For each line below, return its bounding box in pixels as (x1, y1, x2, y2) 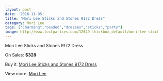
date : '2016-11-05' (5, 12, 45, 16)
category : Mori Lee (5, 20, 45, 26)
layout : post (5, 7, 32, 12)
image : (5, 29, 18, 34)
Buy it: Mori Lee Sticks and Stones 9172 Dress (5, 61, 97, 67)
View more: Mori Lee (5, 71, 47, 76)
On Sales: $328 (5, 52, 36, 58)
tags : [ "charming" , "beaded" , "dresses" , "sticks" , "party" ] (5, 25, 123, 30)
